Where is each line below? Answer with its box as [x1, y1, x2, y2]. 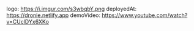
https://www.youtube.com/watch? [102, 12, 188, 19]
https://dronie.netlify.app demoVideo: [6, 12, 101, 19]
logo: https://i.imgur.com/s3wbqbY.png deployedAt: [6, 5, 136, 12]
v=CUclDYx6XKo [6, 18, 49, 25]
